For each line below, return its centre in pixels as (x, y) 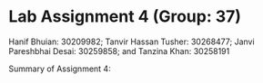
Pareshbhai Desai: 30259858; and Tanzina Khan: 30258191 (119, 51)
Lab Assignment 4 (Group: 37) (125, 17)
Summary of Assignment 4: (60, 69)
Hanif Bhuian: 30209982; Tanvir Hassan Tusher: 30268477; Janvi (132, 41)
